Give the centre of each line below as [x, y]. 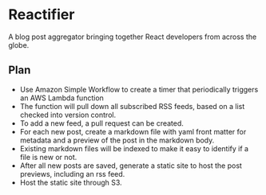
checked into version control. [68, 115]
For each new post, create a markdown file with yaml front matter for [133, 131]
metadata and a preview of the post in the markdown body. [117, 140]
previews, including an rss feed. [72, 174]
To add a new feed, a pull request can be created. [101, 123]
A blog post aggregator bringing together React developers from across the [133, 37]
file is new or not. [48, 157]
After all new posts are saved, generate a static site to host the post [131, 166]
